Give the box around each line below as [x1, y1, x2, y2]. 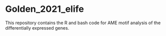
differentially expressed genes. [5, 25, 69, 31]
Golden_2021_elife [5, 3, 85, 15]
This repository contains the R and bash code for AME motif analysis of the [5, 20, 161, 26]
